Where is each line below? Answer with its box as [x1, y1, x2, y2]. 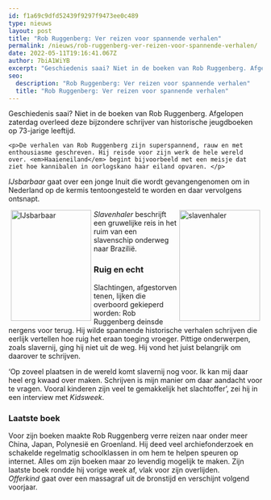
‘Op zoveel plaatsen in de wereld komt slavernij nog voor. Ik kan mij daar [8, 366, 248, 376]
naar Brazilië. [94, 244, 137, 254]
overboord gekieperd [94, 299, 164, 309]
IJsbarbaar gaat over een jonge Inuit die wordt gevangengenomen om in [8, 177, 250, 186]
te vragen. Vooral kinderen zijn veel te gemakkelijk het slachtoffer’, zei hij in [8, 384, 258, 394]
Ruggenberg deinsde [94, 316, 164, 327]
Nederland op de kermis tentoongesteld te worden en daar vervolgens [8, 185, 242, 195]
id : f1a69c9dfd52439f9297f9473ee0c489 [8, 11, 139, 20]
